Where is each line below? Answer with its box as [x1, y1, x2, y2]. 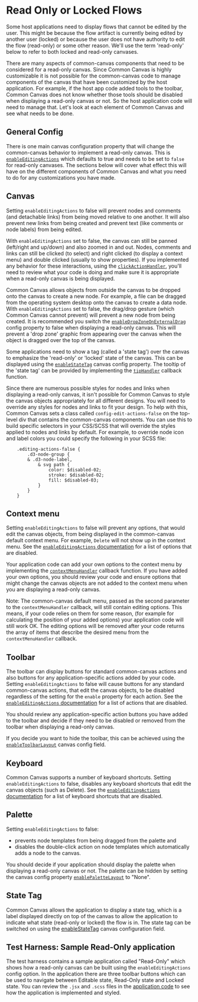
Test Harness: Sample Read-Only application [6, 942, 176, 952]
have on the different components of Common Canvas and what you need [6, 168, 187, 175]
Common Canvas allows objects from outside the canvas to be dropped [6, 286, 181, 293]
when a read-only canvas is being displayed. [6, 275, 115, 282]
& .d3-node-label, [27, 456, 73, 463]
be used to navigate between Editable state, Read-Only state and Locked [6, 977, 184, 984]
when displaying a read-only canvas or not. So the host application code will [6, 97, 192, 104]
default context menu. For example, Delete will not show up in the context [6, 537, 186, 544]
